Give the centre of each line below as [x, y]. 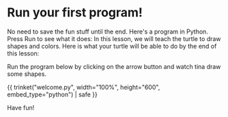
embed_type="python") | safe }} [52, 94]
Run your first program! [75, 13]
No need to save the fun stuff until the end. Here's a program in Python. [108, 31]
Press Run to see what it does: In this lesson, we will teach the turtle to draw [114, 38]
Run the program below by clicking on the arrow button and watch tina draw [114, 66]
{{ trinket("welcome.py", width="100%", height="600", [84, 87]
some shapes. [27, 74]
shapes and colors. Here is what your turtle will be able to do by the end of [112, 46]
